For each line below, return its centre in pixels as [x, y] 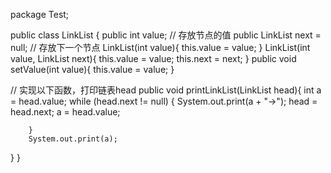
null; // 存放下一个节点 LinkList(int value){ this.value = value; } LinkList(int [160, 47]
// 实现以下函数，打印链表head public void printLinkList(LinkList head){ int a [166, 90]
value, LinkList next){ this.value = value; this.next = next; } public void [153, 58]
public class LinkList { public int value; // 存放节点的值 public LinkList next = [166, 35]
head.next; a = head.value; [65, 112]
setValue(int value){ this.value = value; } [92, 69]
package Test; [40, 14]
